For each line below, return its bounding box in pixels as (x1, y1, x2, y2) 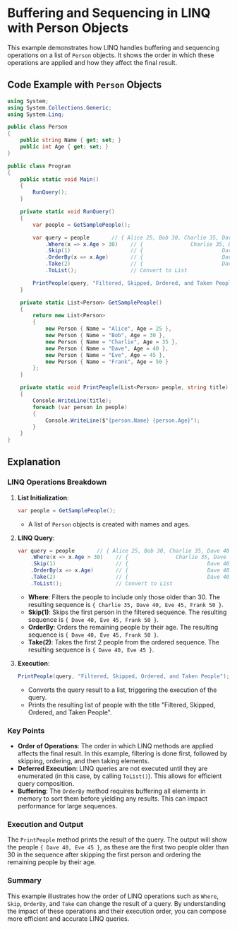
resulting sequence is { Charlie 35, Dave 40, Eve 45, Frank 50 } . (28, 600, 224, 608)
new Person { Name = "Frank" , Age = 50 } (44, 358, 169, 365)
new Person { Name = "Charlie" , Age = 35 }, (44, 338, 178, 346)
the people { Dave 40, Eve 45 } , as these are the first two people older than (7, 843, 229, 852)
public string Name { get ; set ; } (20, 136, 121, 144)
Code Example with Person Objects (7, 79, 162, 91)
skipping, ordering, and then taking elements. (17, 756, 150, 765)
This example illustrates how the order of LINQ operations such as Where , (7, 892, 219, 900)
